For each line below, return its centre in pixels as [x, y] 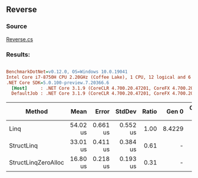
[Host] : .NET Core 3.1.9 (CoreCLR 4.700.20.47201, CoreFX [90, 88]
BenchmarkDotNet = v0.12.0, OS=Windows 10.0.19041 [67, 72]
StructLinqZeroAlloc [37, 163]
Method [37, 112]
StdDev [126, 112]
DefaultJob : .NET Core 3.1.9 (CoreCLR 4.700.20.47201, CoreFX [90, 93]
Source [17, 26]
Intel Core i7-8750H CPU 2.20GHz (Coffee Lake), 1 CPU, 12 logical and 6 [99, 77]
